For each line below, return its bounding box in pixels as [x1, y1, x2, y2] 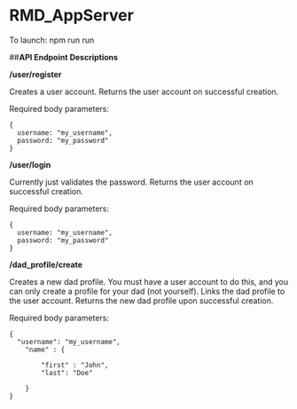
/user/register [9, 68, 62, 80]
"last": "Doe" [41, 368, 93, 377]
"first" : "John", [41, 360, 109, 369]
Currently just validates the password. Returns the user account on [9, 177, 254, 187]
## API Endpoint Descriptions [9, 51, 118, 62]
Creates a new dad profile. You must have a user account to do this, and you [9, 276, 289, 287]
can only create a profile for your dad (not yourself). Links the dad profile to [9, 286, 285, 296]
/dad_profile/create [9, 259, 82, 270]
